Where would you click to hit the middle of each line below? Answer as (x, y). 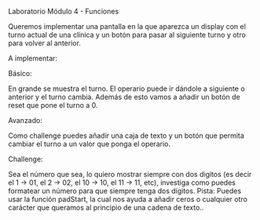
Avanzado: (26, 120)
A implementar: (33, 58)
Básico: (20, 73)
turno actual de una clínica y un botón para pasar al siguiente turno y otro (127, 35)
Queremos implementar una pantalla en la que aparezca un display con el (127, 26)
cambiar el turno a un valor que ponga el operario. (90, 144)
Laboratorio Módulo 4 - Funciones (64, 11)
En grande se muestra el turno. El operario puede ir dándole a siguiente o (126, 88)
